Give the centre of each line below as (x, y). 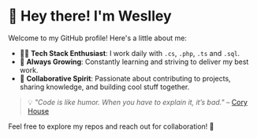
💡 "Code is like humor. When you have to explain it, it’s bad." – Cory (138, 102)
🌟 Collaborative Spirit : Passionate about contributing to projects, (125, 78)
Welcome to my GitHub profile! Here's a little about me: (98, 38)
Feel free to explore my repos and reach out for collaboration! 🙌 (111, 126)
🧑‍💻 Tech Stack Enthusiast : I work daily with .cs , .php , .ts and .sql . (130, 53)
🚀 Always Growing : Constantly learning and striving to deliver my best (134, 62)
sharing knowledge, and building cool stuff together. (104, 87)
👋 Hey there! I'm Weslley (90, 16)
